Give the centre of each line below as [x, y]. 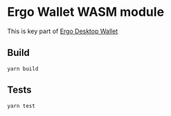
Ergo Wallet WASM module [86, 12]
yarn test [21, 106]
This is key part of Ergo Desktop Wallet [63, 31]
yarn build [23, 69]
